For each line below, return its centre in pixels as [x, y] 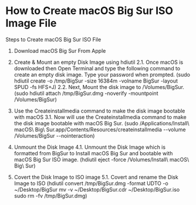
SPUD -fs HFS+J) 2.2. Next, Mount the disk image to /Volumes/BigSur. [99, 87]
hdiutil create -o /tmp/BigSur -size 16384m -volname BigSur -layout [96, 81]
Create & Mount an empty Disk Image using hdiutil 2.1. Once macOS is [98, 62]
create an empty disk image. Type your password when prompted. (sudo [102, 74]
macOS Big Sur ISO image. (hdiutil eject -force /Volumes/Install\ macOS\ [102, 159]
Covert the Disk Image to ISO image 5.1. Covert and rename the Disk [96, 177]
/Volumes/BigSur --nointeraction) [54, 135]
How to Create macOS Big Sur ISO [89, 11]
